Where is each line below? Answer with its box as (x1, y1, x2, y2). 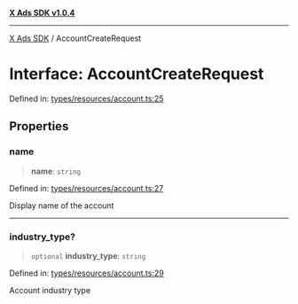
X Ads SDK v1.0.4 (9, 8, 75, 18)
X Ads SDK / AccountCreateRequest (9, 33, 142, 43)
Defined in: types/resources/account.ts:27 (9, 183, 164, 193)
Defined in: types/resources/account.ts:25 (9, 93, 164, 104)
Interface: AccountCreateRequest (9, 64, 264, 84)
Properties (9, 119, 69, 134)
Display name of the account (9, 199, 114, 211)
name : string (30, 166, 82, 176)
